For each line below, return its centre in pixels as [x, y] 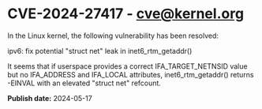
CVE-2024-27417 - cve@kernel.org [126, 14]
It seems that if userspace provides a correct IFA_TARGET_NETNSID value [127, 66]
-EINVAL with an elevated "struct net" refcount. [84, 83]
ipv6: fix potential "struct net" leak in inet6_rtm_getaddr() [100, 51]
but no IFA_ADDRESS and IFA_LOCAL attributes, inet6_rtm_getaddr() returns [131, 74]
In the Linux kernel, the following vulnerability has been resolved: [113, 36]
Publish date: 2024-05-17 [50, 98]
